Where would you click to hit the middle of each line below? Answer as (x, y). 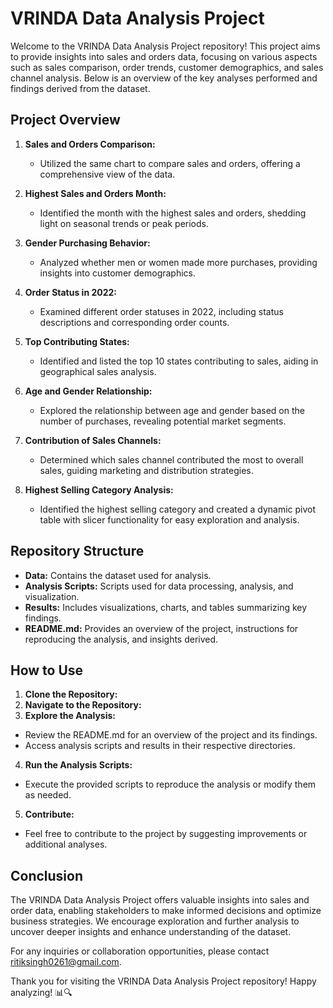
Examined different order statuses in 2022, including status (161, 311)
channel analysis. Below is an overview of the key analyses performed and (164, 78)
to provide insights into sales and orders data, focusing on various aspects (164, 56)
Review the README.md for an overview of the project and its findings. (171, 735)
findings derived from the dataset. (80, 88)
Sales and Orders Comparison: (90, 144)
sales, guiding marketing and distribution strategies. (146, 470)
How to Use (47, 670)
